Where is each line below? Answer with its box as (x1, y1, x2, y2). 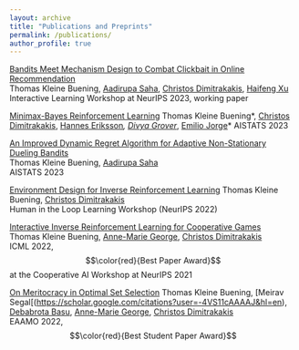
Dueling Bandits (9, 148, 69, 159)
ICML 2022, (9, 241, 54, 252)
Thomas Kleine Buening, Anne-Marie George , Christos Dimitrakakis (9, 232, 263, 242)
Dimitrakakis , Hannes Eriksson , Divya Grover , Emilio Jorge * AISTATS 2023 (9, 120, 289, 131)
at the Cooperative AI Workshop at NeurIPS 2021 (9, 270, 193, 281)
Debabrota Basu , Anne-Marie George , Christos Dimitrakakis (9, 306, 234, 317)
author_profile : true (9, 38, 92, 48)
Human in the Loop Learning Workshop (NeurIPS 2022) (9, 204, 218, 215)
